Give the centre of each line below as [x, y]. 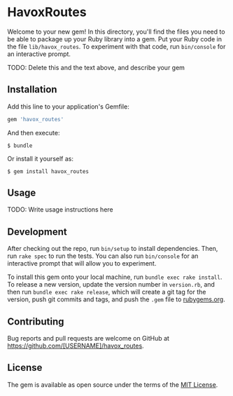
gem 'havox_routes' [36, 119]
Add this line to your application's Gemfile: [68, 107]
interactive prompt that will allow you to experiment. [82, 264]
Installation [32, 89]
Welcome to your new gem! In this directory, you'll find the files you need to [116, 32]
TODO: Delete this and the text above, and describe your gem [96, 67]
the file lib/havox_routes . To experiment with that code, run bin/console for [116, 46]
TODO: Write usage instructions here [60, 210]
